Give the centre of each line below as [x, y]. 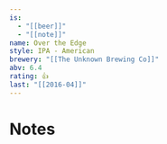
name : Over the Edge [48, 43]
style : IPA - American [52, 51]
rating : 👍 [29, 76]
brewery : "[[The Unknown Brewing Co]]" [84, 59]
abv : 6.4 [26, 68]
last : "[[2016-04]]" [48, 85]
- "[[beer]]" [42, 26]
